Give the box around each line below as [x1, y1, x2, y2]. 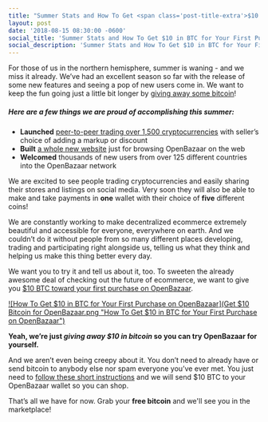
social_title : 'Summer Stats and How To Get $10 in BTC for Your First [8, 34, 251, 42]
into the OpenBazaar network [19, 161, 117, 171]
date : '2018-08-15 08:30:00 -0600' [8, 26, 127, 34]
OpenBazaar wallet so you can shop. [8, 381, 129, 391]
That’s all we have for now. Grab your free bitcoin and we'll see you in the [8, 396, 250, 406]
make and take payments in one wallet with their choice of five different [8, 193, 245, 203]
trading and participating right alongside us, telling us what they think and [8, 243, 250, 252]
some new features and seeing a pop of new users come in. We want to [8, 81, 244, 90]
